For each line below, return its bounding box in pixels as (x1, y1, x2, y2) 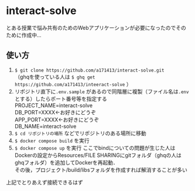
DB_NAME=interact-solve (14, 122, 77, 129)
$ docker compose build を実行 (14, 137, 90, 144)
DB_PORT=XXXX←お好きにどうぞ (14, 108, 97, 115)
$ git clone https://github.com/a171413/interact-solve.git (14, 67, 165, 73)
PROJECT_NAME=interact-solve (14, 101, 93, 109)
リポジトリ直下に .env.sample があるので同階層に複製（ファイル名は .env (14, 88, 189, 95)
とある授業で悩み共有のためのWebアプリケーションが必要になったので (6, 24, 176, 31)
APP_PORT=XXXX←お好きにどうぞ (14, 116, 100, 123)
